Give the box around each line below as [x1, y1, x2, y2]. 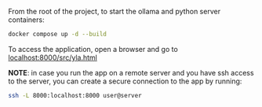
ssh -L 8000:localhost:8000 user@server [8, 91, 143, 99]
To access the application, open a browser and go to [8, 44, 178, 53]
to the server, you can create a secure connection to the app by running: [8, 76, 242, 86]
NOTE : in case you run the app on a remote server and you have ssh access [8, 68, 254, 77]
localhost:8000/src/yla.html [8, 53, 98, 62]
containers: [8, 15, 45, 24]
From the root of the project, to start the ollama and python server [8, 7, 221, 16]
